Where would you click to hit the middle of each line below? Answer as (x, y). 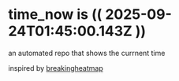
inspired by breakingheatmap (56, 68)
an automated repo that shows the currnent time (87, 53)
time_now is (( (55, 15)
